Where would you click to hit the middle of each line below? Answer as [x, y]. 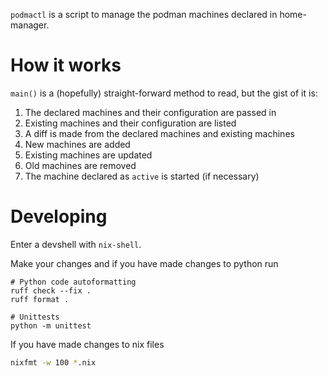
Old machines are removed [80, 165]
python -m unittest [51, 325]
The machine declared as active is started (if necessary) [142, 176]
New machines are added [77, 144]
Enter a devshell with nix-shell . [76, 244]
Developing [59, 216]
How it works [66, 65]
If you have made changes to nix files [87, 344]
